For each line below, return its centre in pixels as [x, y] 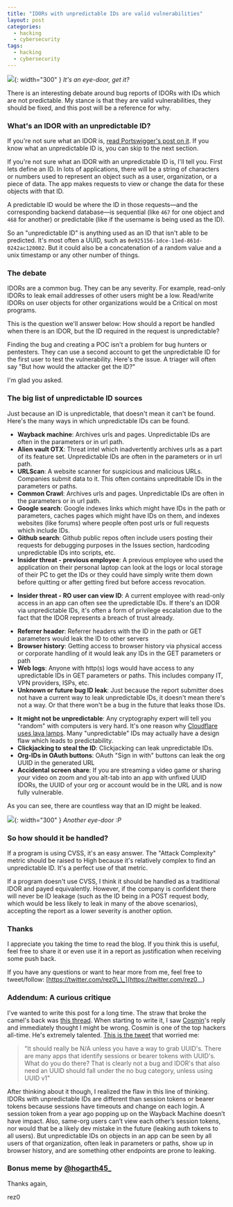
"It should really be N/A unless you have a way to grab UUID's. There [123, 1048]
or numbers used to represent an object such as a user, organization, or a [112, 176]
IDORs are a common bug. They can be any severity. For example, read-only [116, 288]
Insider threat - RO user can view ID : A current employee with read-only [121, 596]
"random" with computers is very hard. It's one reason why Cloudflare [118, 725]
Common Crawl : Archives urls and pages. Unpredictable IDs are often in [121, 493]
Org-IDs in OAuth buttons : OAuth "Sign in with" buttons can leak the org [121, 755]
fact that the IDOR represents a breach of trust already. [96, 617]
